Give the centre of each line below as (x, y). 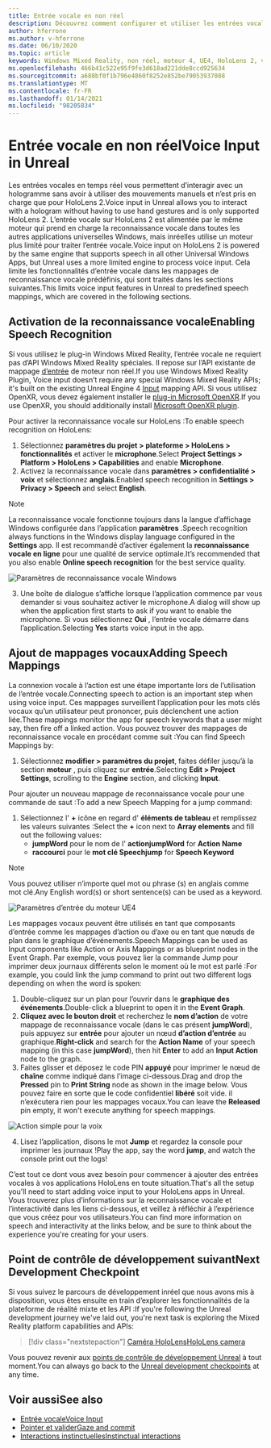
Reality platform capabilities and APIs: (71, 1326)
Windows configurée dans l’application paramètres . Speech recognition (128, 528)
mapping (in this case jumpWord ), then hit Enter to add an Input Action (139, 1050)
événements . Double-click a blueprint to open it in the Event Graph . (132, 1007)
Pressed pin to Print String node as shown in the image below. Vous (133, 1084)
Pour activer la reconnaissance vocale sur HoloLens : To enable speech (126, 421)
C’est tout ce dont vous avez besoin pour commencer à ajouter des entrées (133, 1174)
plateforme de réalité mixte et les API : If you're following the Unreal (120, 1308)
